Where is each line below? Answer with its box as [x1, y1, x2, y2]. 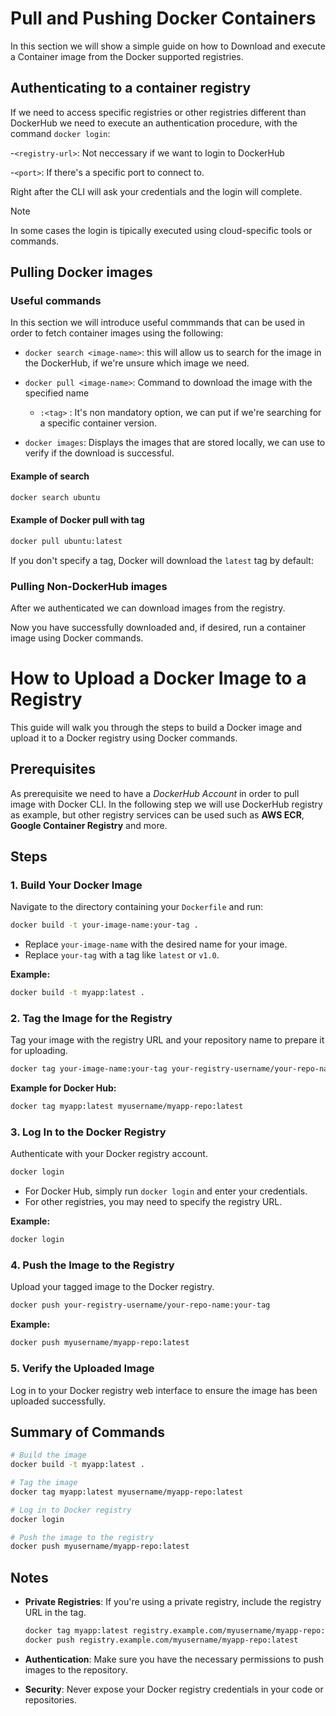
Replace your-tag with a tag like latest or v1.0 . [24, 949, 220, 961]
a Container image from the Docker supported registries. [10, 50, 244, 62]
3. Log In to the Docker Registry [10, 1125, 167, 1139]
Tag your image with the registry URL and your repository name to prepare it [10, 1034, 325, 1046]
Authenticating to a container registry [10, 80, 252, 97]
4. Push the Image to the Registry [10, 1258, 175, 1272]
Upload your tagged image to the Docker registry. [10, 1281, 215, 1293]
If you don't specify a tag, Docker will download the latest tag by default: [10, 554, 314, 566]
